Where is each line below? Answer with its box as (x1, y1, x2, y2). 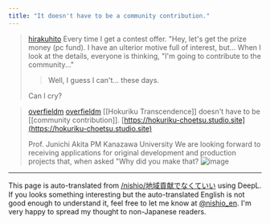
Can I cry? (27, 90, 63, 101)
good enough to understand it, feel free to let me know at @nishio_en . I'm (8, 198, 252, 208)
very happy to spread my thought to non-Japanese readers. (8, 206, 207, 216)
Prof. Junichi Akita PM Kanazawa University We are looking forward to (27, 139, 261, 149)
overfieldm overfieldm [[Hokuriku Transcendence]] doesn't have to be (27, 106, 261, 116)
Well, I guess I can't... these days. (47, 75, 159, 85)
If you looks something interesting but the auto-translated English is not (8, 189, 245, 199)
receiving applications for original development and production (27, 147, 237, 157)
